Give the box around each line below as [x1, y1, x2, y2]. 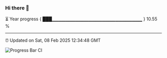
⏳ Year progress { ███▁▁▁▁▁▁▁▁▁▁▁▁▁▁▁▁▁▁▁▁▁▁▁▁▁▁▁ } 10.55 [5, 16, 158, 22]
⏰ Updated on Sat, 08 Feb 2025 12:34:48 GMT [5, 37, 101, 44]
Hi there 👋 [5, 4, 30, 11]
